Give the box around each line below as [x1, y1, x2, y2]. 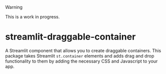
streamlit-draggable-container [5, 31, 136, 43]
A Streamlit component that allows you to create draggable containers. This [5, 47, 161, 54]
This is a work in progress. [5, 14, 60, 19]
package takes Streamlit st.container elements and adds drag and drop [5, 53, 154, 59]
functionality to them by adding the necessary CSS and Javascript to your [5, 58, 158, 64]
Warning [5, 4, 23, 10]
